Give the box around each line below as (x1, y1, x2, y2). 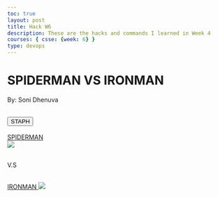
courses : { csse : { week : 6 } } (7, 36, 96, 43)
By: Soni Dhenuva (7, 95, 59, 104)
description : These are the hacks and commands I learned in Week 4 (7, 29, 211, 37)
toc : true (7, 10, 36, 17)
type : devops (7, 42, 45, 49)
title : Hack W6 (7, 23, 52, 30)
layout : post (7, 17, 45, 24)
